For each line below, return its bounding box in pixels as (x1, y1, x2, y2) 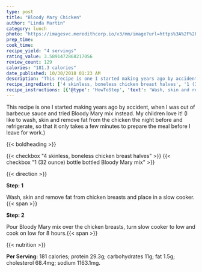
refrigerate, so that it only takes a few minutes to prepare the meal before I (6, 122, 191, 130)
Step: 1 (6, 181, 24, 189)
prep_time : (6, 37, 34, 43)
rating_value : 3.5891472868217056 (6, 53, 93, 59)
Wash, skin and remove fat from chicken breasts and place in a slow (6, 193, 176, 201)
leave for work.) (6, 128, 46, 136)
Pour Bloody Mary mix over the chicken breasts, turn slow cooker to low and (6, 223, 195, 230)
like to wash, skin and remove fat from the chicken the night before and (6, 116, 183, 123)
